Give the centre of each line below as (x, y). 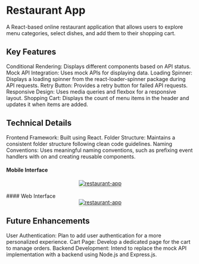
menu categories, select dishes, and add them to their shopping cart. (91, 33)
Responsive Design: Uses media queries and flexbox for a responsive (91, 91)
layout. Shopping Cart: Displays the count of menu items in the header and (98, 98)
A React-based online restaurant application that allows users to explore (95, 27)
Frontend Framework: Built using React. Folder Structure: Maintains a (91, 137)
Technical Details (39, 123)
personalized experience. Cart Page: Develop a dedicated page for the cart (98, 241)
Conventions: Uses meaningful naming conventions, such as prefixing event (99, 150)
